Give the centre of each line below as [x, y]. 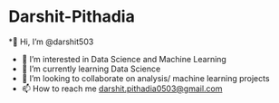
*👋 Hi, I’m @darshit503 [51, 42]
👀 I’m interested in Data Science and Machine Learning [124, 59]
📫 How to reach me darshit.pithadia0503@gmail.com [122, 89]
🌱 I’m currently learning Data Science [91, 69]
